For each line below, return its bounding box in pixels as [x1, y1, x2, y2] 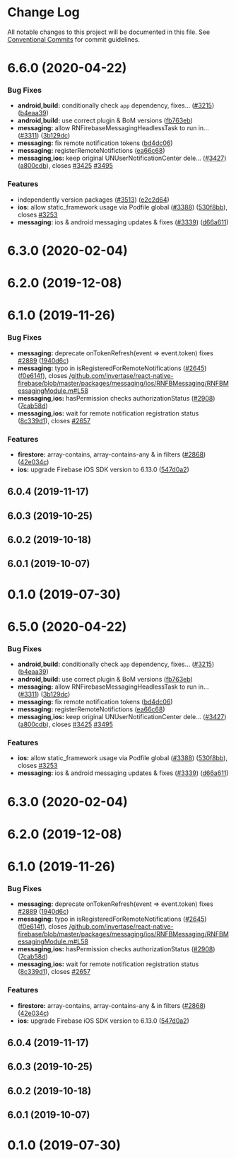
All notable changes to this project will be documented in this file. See [7, 28, 211, 36]
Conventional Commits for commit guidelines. [7, 35, 140, 43]
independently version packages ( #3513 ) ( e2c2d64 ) [17, 195, 170, 204]
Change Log [7, 4, 80, 21]
